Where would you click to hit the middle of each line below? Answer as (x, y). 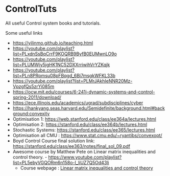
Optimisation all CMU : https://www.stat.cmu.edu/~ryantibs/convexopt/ (87, 135)
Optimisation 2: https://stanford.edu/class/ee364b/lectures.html (80, 124)
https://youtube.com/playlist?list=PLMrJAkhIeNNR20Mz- (72, 81)
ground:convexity (31, 114)
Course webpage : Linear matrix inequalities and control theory (87, 168)
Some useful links (24, 33)
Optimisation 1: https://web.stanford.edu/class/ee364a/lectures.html (84, 119)
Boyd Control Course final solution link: (54, 141)
